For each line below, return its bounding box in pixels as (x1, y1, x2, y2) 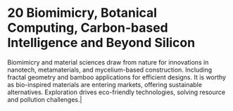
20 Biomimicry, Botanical (7, 5, 157, 21)
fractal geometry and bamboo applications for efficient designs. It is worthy (7, 72, 227, 81)
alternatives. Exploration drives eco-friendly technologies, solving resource (7, 88, 226, 96)
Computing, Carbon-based (7, 20, 168, 36)
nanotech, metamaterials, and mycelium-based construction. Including (7, 65, 213, 74)
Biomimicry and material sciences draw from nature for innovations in (7, 58, 209, 66)
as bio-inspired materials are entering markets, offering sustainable (7, 80, 203, 89)
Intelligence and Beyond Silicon (7, 35, 196, 51)
